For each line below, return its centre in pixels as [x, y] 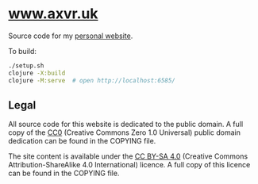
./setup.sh [26, 65]
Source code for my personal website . [71, 36]
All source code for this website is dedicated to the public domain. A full [126, 125]
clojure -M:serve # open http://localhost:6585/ [92, 80]
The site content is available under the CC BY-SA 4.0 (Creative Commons [128, 156]
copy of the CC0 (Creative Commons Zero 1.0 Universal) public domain [124, 132]
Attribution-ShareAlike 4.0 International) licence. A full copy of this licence [129, 165]
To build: [23, 51]
